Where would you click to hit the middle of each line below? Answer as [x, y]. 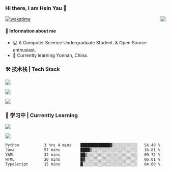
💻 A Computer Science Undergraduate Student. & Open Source [80, 42]
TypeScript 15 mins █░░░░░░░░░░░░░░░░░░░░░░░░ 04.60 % [83, 164]
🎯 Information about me [31, 31]
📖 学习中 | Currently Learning [41, 115]
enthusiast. [24, 50]
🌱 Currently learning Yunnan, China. [50, 55]
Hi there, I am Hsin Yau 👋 [36, 8]
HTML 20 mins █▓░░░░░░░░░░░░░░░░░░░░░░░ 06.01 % [83, 159]
